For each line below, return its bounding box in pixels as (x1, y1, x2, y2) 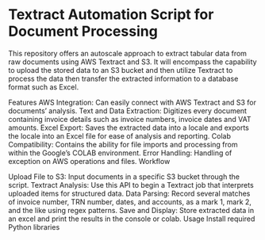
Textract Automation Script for (8, 6, 214, 24)
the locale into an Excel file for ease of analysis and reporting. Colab (8, 131, 232, 140)
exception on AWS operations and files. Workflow (8, 156, 171, 166)
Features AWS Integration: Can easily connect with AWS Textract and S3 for (8, 97, 256, 107)
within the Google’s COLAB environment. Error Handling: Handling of (8, 148, 232, 158)
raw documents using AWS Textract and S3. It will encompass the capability (8, 57, 257, 67)
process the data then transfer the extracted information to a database (8, 74, 239, 83)
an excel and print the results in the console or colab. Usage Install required (8, 214, 255, 223)
